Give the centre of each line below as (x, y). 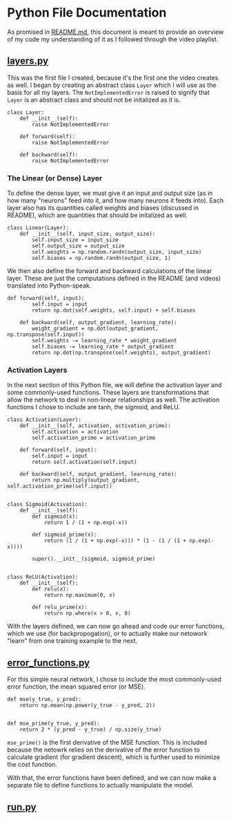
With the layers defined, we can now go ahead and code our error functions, (116, 626)
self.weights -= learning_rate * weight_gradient (104, 341)
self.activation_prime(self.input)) (60, 486)
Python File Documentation (87, 13)
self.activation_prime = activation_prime (94, 438)
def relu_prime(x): (60, 607)
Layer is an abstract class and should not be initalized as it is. (94, 100)
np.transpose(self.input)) (46, 335)
